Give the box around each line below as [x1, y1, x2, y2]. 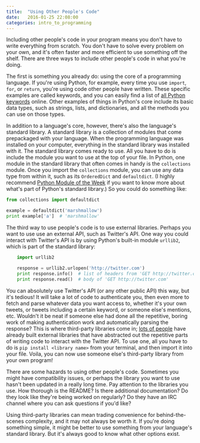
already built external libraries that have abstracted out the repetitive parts [6, 331, 189, 338]
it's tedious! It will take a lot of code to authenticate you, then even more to [6, 293, 189, 300]
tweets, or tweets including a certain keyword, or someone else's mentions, [6, 306, 192, 313]
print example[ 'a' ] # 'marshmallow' [6, 213, 100, 219]
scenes [6, 417, 24, 425]
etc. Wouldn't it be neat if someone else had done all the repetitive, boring [6, 312, 188, 319]
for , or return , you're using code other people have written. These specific [6, 86, 190, 93]
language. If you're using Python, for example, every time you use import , [6, 79, 187, 86]
